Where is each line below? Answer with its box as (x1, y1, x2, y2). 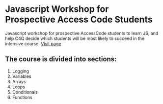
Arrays (12, 78, 26, 84)
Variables (12, 73, 31, 79)
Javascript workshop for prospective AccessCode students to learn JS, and (5, 30, 159, 36)
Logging (12, 68, 29, 74)
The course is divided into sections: (5, 55, 117, 64)
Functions (12, 94, 33, 100)
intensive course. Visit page (5, 40, 61, 46)
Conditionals (12, 89, 38, 95)
